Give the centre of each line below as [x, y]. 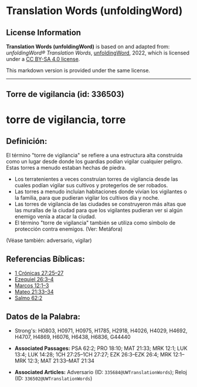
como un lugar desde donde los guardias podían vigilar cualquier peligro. [94, 161]
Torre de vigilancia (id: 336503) [65, 94]
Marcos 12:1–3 [32, 285]
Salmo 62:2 [28, 298]
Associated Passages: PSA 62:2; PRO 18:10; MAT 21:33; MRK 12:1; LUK [101, 348]
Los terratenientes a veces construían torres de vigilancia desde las [96, 179]
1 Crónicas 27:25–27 [39, 273]
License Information [43, 33]
